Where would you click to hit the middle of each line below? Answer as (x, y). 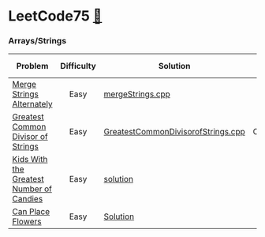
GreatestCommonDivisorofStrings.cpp (175, 132)
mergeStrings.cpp (137, 94)
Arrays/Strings (37, 41)
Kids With (30, 160)
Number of (32, 189)
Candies (28, 199)
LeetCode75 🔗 (55, 16)
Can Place (31, 212)
